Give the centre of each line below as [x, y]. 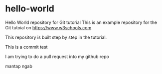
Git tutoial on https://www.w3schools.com [48, 27]
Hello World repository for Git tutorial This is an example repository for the [81, 22]
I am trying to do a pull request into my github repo [57, 56]
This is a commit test [26, 47]
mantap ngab [19, 66]
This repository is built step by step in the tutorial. [56, 37]
